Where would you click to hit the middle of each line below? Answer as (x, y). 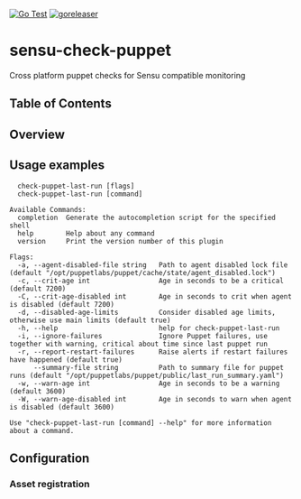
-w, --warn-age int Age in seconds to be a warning (149, 383)
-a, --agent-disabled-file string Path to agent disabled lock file (153, 265)
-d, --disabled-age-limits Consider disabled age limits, (147, 312)
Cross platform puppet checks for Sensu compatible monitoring (128, 75)
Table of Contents (61, 104)
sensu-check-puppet (91, 51)
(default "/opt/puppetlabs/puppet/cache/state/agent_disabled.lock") (143, 273)
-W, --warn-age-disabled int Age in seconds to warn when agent (155, 399)
